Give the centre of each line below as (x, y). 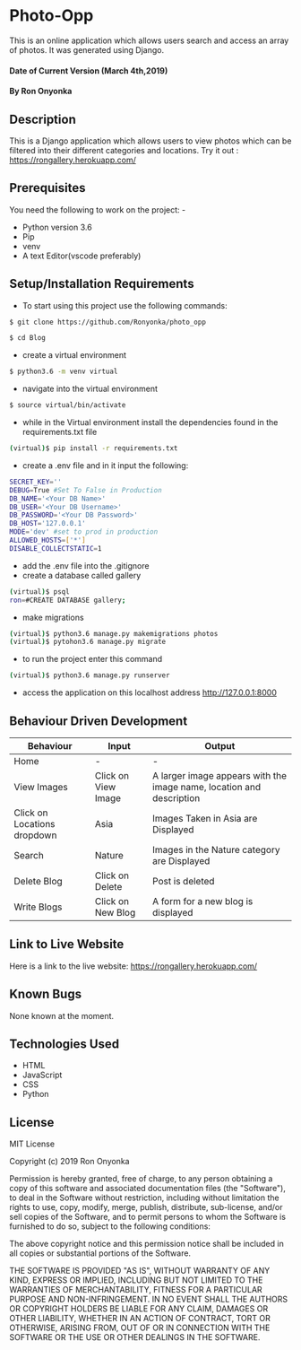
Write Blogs (38, 907)
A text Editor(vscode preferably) (82, 256)
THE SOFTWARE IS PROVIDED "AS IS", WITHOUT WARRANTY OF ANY (140, 1271)
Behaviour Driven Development (99, 721)
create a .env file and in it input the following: (105, 465)
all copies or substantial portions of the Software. (100, 1253)
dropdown (35, 835)
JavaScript (42, 1075)
